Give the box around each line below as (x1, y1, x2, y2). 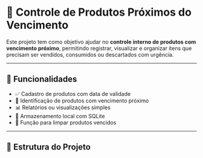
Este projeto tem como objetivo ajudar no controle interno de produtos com (6, 38, 196, 45)
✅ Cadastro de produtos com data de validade (14, 90, 131, 97)
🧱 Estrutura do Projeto (6, 142, 91, 153)
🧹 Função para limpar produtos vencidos (14, 119, 117, 126)
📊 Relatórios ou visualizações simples (14, 104, 111, 111)
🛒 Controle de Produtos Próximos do (6, 5, 192, 19)
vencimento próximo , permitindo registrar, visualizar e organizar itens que (6, 45, 192, 52)
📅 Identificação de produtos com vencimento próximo (14, 96, 149, 104)
